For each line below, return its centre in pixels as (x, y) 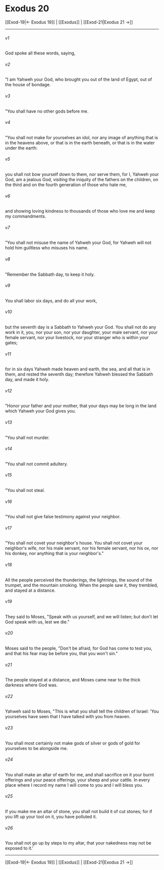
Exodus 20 (27, 9)
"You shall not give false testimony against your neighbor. (63, 517)
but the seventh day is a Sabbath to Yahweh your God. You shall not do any (81, 327)
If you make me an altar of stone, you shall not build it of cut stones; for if (79, 812)
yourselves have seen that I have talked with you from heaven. (68, 717)
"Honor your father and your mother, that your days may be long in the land (81, 406)
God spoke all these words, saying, (40, 53)
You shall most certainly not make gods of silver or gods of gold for (73, 743)
